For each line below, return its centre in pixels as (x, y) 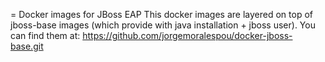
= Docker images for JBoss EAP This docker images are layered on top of (161, 14)
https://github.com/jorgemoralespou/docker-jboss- (187, 35)
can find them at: (45, 35)
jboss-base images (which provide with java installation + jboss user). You (163, 25)
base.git (27, 46)
